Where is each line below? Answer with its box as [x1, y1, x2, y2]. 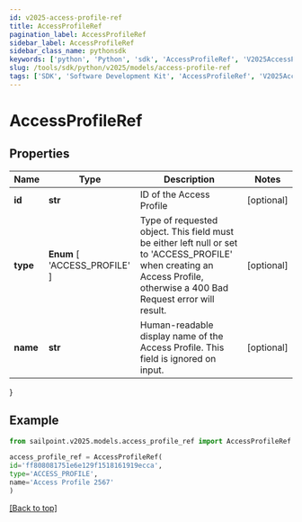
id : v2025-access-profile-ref [9, 13, 123, 22]
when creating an [139, 258, 214, 271]
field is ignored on [139, 352, 217, 364]
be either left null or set [139, 236, 238, 248]
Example [9, 413, 59, 428]
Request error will [139, 292, 215, 305]
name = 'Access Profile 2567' [9, 478, 115, 487]
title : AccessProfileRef [9, 22, 102, 31]
